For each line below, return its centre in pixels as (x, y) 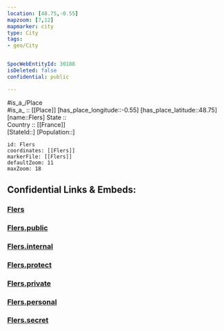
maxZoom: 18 (24, 169)
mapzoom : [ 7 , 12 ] (30, 20)
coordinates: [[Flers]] (41, 150)
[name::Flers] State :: (37, 117)
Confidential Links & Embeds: (72, 190)
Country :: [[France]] (36, 124)
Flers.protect (29, 265)
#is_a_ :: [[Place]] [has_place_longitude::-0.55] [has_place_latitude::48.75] (112, 110)
